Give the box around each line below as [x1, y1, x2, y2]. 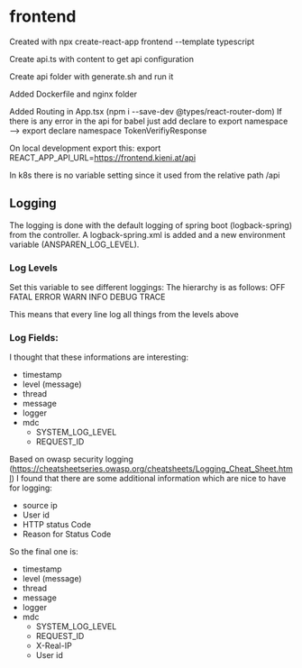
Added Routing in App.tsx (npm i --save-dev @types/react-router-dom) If [9, 105, 282, 116]
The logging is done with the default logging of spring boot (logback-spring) [9, 219, 293, 231]
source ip [22, 500, 58, 511]
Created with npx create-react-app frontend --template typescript [9, 36, 255, 47]
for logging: [9, 482, 52, 493]
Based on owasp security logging [9, 453, 133, 465]
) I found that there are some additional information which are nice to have [11, 473, 287, 484]
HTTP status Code [22, 519, 92, 530]
